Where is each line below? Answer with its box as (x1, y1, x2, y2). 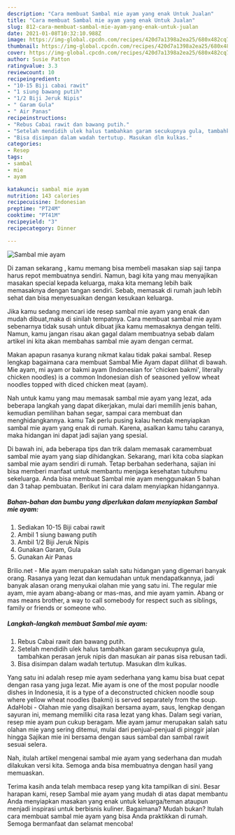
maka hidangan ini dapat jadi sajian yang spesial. (7, 431, 148, 439)
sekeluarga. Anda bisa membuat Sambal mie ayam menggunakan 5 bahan (7, 474, 220, 483)
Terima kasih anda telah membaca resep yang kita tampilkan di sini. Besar (7, 782, 220, 790)
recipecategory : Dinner (7, 225, 77, 232)
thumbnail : (7, 43, 39, 50)
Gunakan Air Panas (17, 553, 73, 561)
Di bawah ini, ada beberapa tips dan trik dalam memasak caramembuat (7, 444, 212, 453)
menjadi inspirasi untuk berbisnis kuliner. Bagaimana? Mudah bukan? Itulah (7, 804, 224, 813)
